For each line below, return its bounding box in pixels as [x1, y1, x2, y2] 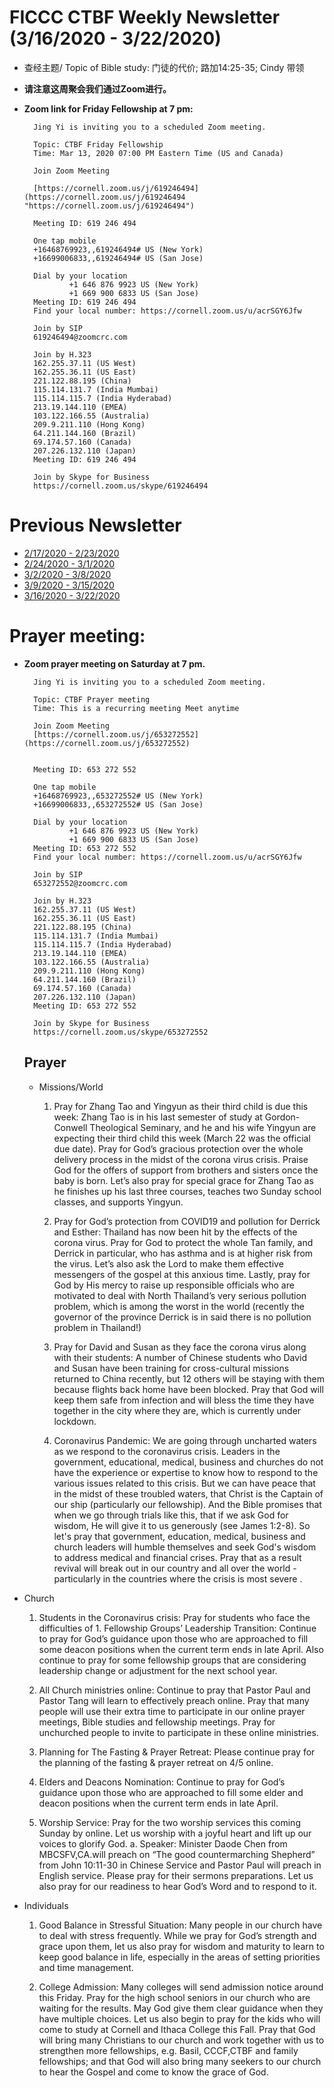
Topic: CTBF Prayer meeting [33, 694, 151, 705]
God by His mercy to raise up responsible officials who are [53, 1279, 295, 1291]
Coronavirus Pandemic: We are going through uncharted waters [53, 1434, 317, 1446]
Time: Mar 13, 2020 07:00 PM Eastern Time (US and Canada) [33, 148, 285, 158]
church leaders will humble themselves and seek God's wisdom [53, 1541, 317, 1553]
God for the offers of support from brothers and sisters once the [53, 1164, 319, 1176]
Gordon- [264, 1111, 301, 1123]
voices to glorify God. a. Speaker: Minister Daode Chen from [38, 1837, 288, 1850]
